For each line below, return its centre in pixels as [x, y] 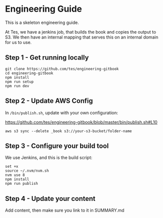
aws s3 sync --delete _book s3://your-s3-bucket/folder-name [69, 131]
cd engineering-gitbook [29, 73]
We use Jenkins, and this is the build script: [49, 158]
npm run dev [17, 86]
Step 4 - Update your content [50, 198]
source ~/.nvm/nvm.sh [27, 171]
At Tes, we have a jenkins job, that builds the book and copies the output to [81, 32]
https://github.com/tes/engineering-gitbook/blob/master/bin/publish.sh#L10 [81, 122]
